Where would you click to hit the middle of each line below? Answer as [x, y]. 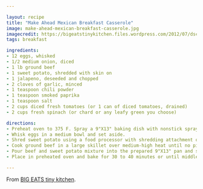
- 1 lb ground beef [31, 67]
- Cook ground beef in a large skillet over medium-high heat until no [98, 146]
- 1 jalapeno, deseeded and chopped [52, 78]
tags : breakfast [27, 40]
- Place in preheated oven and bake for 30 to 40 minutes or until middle [102, 157]
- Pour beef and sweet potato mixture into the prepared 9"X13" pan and [100, 152]
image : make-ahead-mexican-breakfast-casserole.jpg [72, 28]
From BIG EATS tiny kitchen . [41, 179]
